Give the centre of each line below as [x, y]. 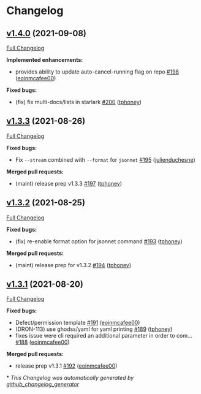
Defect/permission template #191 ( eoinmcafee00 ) [78, 323]
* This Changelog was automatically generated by [70, 378]
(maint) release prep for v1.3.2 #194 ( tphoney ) [73, 265]
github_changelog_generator [43, 384]
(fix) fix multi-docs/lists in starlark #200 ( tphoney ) [78, 102]
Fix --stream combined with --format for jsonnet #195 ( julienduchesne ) [105, 159]
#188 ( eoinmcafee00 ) [42, 342]
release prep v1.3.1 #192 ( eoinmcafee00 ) [66, 366]
